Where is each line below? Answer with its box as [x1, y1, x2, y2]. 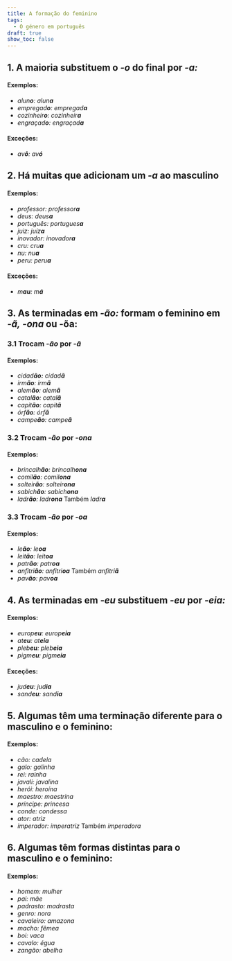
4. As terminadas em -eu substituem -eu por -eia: [7, 594, 226, 606]
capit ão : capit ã [17, 401, 62, 409]
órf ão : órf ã [17, 408, 50, 416]
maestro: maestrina [17, 792, 74, 800]
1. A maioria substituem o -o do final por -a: [7, 62, 198, 73]
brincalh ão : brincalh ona [17, 466, 87, 474]
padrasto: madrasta [17, 902, 75, 910]
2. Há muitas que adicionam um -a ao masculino [7, 170, 220, 182]
